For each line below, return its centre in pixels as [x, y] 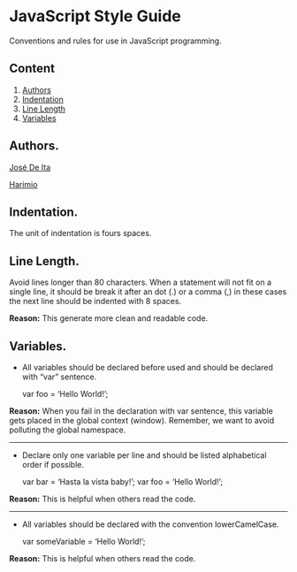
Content [32, 69]
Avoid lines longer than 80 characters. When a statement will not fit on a [141, 282]
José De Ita [30, 167]
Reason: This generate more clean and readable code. [109, 318]
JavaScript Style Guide [95, 16]
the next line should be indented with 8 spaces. [95, 301]
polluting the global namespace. [68, 430]
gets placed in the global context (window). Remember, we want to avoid [142, 420]
